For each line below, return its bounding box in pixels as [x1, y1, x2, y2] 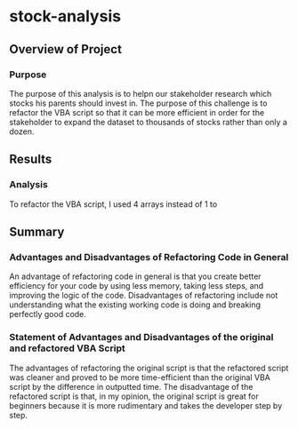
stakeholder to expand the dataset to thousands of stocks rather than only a [9, 116, 287, 127]
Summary [9, 224, 65, 239]
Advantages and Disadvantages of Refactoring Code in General [9, 250, 289, 263]
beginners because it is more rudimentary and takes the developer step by [9, 400, 283, 410]
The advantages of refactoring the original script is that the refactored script [9, 362, 289, 373]
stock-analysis [9, 6, 122, 27]
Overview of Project [9, 42, 123, 57]
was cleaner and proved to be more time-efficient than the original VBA [9, 371, 271, 383]
